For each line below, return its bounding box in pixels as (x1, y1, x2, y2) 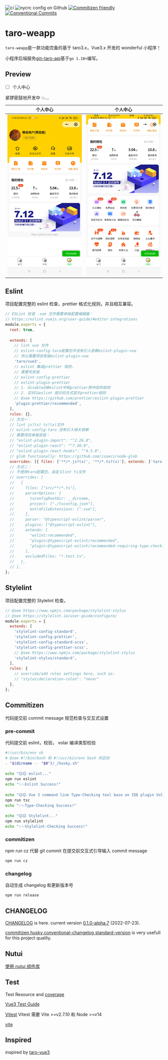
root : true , (9, 327, 35, 332)
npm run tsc (5, 798, 30, 803)
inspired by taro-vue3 (5, 1049, 50, 1055)
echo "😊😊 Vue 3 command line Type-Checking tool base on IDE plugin (5, 792, 154, 797)
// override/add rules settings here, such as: (14, 671, 115, 677)
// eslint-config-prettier (14, 375, 70, 380)
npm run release (5, 893, 39, 898)
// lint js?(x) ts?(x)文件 (9, 422, 64, 427)
